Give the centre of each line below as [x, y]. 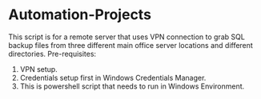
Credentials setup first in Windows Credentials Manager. [113, 77]
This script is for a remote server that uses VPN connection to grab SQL [127, 37]
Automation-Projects [80, 15]
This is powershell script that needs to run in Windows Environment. [132, 86]
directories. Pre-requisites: [52, 53]
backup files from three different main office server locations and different [131, 45]
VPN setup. [38, 69]
